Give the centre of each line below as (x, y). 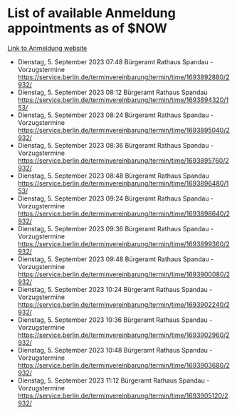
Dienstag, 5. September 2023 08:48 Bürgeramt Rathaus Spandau (114, 176)
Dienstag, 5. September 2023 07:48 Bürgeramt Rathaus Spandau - (115, 61)
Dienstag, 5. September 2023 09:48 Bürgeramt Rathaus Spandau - (116, 259)
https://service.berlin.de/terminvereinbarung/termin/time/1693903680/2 (123, 365)
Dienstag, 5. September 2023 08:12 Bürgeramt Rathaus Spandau (112, 92)
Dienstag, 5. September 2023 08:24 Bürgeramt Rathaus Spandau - (116, 115)
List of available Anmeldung (91, 13)
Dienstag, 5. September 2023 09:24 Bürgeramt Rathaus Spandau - (116, 198)
